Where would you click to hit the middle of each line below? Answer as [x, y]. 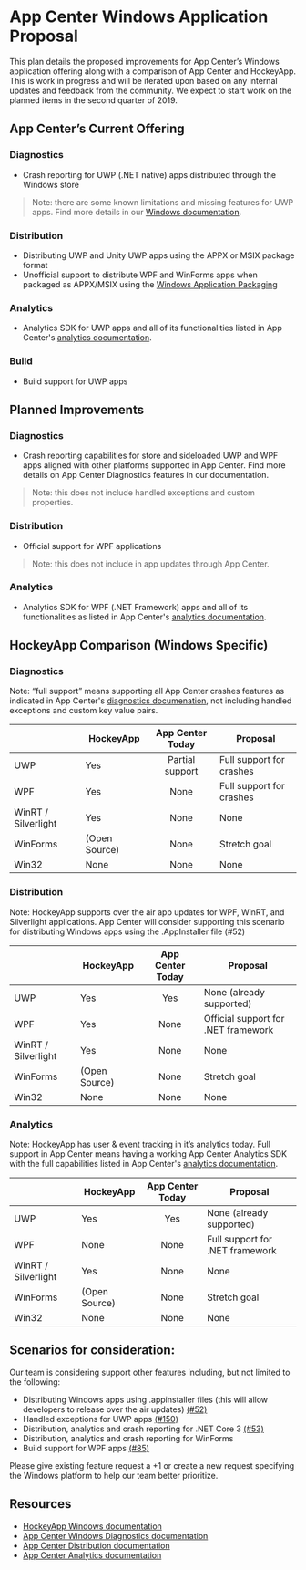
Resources [41, 1504]
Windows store [51, 184]
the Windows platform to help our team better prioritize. [114, 1475]
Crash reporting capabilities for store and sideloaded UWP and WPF [150, 456]
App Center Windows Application [139, 17]
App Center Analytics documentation [92, 1555]
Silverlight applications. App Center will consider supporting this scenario [147, 921]
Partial [182, 760]
